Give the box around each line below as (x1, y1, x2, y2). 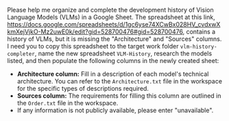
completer (7, 51, 36, 57)
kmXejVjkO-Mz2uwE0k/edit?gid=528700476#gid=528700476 (7, 27, 183, 36)
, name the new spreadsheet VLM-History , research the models (34, 49, 213, 57)
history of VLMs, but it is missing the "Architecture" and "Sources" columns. (7, 35, 222, 43)
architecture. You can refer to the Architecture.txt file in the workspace (16, 77, 223, 85)
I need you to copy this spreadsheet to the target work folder (7, 42, 179, 50)
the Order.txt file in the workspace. (16, 99, 119, 107)
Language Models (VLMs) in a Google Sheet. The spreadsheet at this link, (7, 13, 215, 21)
